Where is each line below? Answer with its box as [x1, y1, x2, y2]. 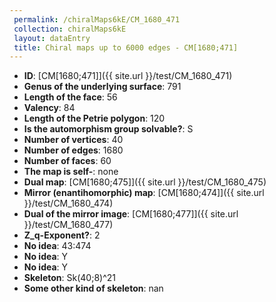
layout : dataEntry [13, 33, 91, 43]
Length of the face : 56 [23, 91, 118, 103]
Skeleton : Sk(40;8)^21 [23, 272, 116, 284]
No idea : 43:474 [23, 240, 92, 252]
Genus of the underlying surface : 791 [23, 81, 182, 93]
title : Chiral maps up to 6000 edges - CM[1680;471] [13, 42, 239, 53]
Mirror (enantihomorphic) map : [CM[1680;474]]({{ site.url [23, 187, 265, 199]
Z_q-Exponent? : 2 [23, 229, 101, 241]
